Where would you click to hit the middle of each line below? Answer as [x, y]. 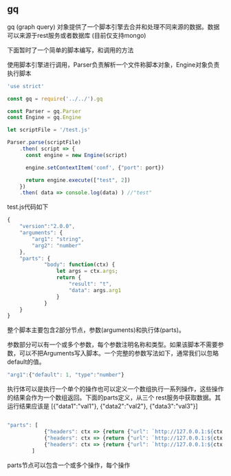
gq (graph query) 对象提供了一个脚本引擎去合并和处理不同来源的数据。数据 [113, 27]
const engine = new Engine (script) [76, 155]
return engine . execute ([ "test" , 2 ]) [78, 180]
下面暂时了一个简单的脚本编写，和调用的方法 [70, 50]
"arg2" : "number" [56, 245]
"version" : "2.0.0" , [47, 227]
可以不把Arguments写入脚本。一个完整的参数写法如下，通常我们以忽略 [119, 353]
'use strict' [26, 86]
